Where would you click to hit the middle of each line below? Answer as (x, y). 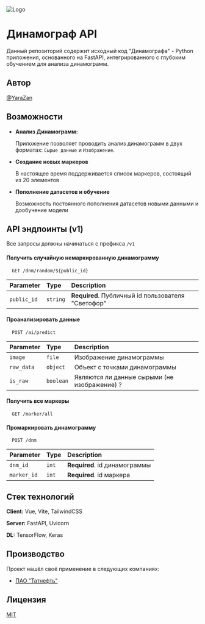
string (56, 299)
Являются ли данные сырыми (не (124, 377)
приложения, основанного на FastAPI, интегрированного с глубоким (96, 57)
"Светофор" (89, 303)
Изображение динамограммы (119, 357)
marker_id (23, 475)
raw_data (22, 367)
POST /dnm (24, 441)
